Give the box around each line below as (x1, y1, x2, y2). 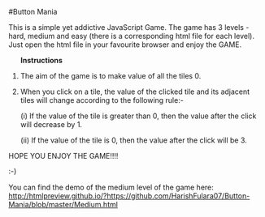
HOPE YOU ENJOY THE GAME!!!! (8, 151, 119, 160)
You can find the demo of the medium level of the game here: (8, 182, 214, 192)
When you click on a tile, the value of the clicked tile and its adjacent (20, 87, 250, 96)
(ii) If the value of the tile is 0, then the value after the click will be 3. (20, 135, 248, 145)
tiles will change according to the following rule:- (20, 96, 185, 104)
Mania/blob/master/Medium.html (8, 200, 118, 209)
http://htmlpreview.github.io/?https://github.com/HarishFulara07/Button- (8, 191, 250, 201)
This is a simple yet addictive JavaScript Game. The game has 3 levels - (8, 23, 250, 32)
